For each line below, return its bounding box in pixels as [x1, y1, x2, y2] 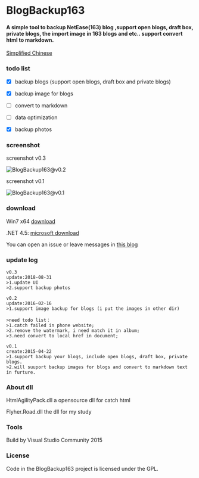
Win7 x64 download [6, 218, 55, 225]
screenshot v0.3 [6, 154, 46, 162]
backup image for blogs [14, 90, 73, 97]
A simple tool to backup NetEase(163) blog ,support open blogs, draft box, [6, 23, 194, 30]
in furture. [6, 369, 36, 375]
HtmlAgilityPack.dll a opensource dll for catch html [6, 397, 131, 404]
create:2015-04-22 [6, 348, 52, 355]
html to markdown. [6, 36, 54, 44]
